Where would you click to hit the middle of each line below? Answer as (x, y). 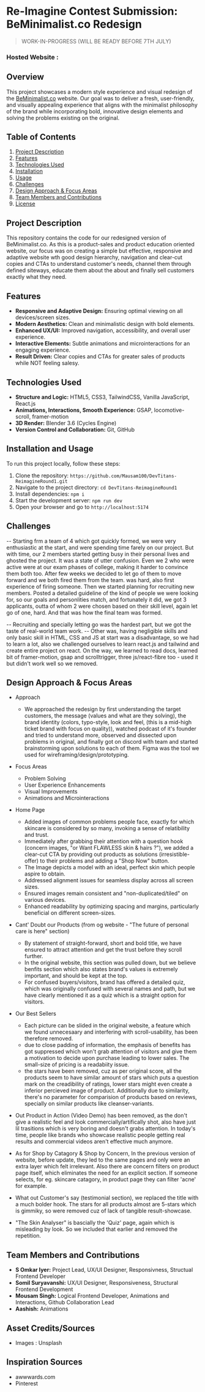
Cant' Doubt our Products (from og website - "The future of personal (102, 925)
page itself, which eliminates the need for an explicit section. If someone (106, 1173)
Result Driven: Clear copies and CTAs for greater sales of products (100, 357)
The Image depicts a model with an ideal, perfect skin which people (110, 868)
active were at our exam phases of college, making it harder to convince (97, 567)
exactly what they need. (37, 277)
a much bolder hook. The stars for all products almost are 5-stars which (106, 1205)
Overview (25, 77)
